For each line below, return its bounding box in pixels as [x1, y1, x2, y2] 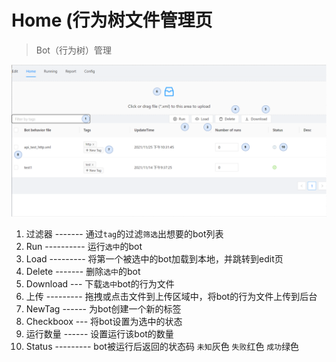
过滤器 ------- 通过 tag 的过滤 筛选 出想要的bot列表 [25, 228, 224, 240]
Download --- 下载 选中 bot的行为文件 [25, 278, 175, 290]
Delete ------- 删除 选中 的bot [25, 266, 141, 278]
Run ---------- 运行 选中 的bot [25, 241, 143, 253]
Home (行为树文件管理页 [11, 9, 213, 32]
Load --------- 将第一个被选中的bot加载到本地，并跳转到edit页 [25, 253, 284, 265]
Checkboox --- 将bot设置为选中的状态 [25, 316, 183, 328]
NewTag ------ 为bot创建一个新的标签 [25, 303, 182, 315]
